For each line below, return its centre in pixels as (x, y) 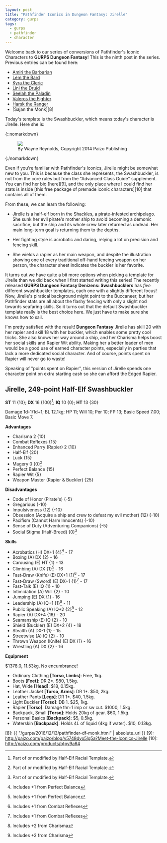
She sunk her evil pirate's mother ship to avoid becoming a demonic (82, 219)
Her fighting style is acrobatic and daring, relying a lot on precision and (85, 239)
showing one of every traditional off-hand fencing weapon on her (79, 260)
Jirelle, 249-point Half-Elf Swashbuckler (69, 389)
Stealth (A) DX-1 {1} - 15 (37, 630)
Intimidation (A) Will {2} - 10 (41, 592)
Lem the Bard (26, 77)
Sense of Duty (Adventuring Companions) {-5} (60, 526)
